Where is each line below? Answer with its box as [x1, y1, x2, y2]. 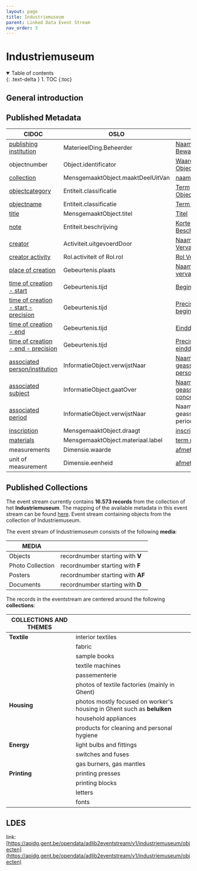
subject [9, 389, 30, 398]
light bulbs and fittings [75, 741, 137, 749]
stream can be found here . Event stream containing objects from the [6, 511, 171, 518]
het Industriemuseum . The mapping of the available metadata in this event [6, 504, 188, 511]
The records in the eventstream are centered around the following [6, 596, 165, 603]
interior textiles [75, 633, 117, 641]
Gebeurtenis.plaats [63, 266, 116, 274]
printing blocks [75, 779, 117, 787]
